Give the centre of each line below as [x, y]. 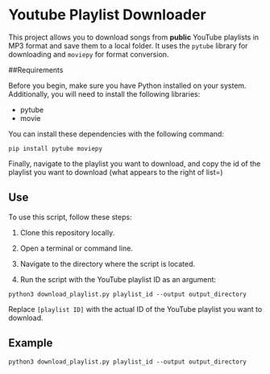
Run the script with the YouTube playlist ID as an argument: [118, 279]
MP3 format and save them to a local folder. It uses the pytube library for [128, 45]
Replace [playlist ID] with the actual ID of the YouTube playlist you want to [135, 309]
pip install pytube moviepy [56, 148]
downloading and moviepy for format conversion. [89, 54]
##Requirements [36, 69]
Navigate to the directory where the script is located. [108, 264]
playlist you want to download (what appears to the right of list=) [116, 172]
